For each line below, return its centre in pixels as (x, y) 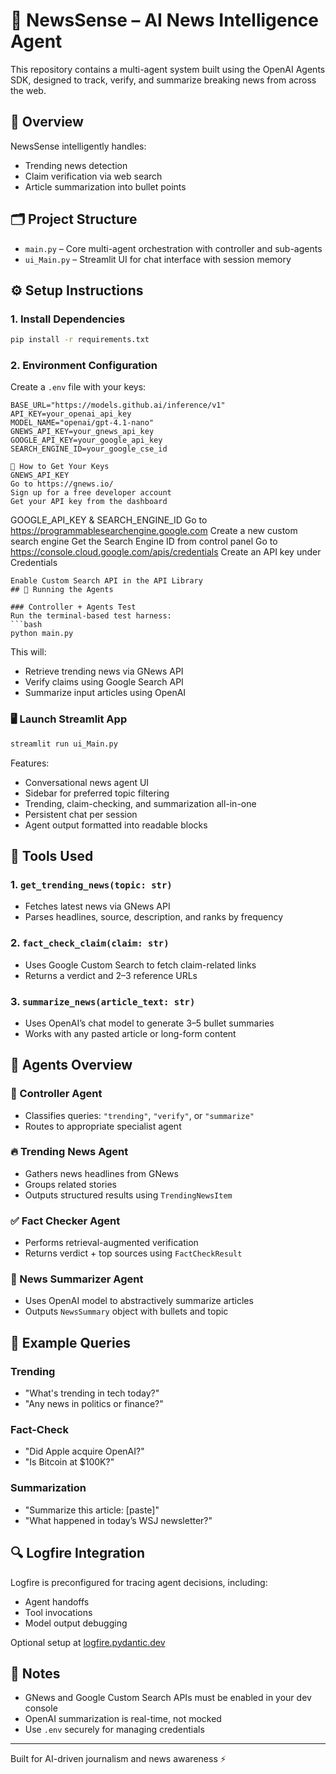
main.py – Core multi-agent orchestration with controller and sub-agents (173, 248)
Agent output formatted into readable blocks (116, 825)
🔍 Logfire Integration (78, 1553)
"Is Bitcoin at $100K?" (69, 1462)
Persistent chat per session (81, 814)
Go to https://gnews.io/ (62, 484)
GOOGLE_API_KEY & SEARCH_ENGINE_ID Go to (109, 520)
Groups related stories (70, 1184)
